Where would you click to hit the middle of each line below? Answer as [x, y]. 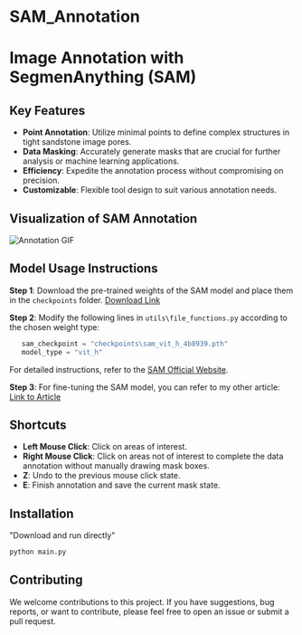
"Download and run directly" [62, 535]
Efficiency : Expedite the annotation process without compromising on [153, 171]
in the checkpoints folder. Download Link [85, 299]
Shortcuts [38, 425]
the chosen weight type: [55, 327]
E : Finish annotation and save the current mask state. [121, 485]
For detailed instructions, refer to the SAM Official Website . [119, 369]
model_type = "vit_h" [62, 352]
